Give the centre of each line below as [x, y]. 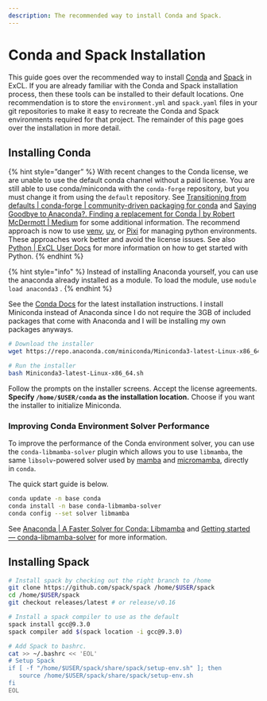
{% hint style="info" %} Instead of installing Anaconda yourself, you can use [133, 272]
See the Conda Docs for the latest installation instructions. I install [116, 304]
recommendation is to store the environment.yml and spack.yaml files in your [133, 102]
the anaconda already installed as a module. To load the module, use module [132, 280]
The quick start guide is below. [58, 484]
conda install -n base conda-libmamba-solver [85, 506]
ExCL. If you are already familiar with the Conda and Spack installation [123, 85]
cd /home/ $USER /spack [44, 595]
